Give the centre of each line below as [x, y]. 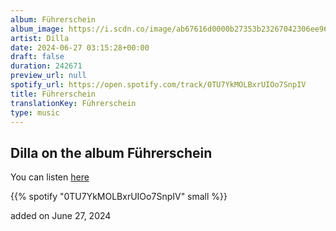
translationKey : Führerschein [73, 103]
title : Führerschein [53, 94]
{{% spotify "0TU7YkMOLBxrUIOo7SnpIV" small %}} [119, 197]
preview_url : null [48, 76]
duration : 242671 [46, 66]
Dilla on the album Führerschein [111, 152]
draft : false [37, 57]
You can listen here [50, 177]
